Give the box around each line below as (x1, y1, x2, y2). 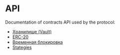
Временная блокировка (12, 39, 63, 45)
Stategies (12, 44, 32, 50)
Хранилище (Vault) (12, 28, 52, 34)
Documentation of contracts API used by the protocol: (5, 19, 116, 25)
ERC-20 (12, 34, 29, 40)
